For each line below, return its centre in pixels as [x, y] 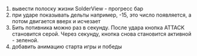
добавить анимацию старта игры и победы [67, 46]
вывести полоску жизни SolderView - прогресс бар [77, 9]
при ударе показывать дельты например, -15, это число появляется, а [101, 15]
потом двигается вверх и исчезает [56, 21]
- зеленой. [25, 40]
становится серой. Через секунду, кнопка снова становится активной [101, 34]
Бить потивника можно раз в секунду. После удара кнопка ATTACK [98, 27]
